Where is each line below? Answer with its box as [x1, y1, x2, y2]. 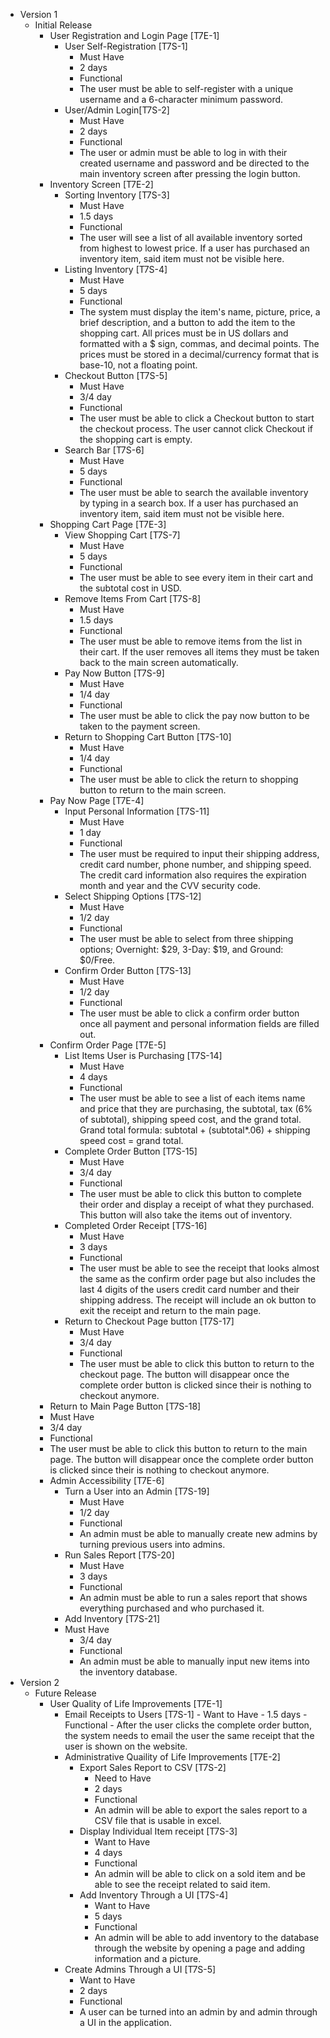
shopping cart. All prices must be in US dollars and [79, 327, 289, 339]
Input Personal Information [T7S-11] [64, 805, 210, 817]
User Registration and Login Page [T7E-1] [49, 30, 220, 41]
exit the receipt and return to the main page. [79, 1305, 262, 1316]
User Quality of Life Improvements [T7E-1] [49, 1698, 223, 1709]
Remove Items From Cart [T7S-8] [64, 593, 202, 604]
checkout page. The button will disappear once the [79, 1369, 290, 1380]
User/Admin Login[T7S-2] [64, 104, 170, 116]
